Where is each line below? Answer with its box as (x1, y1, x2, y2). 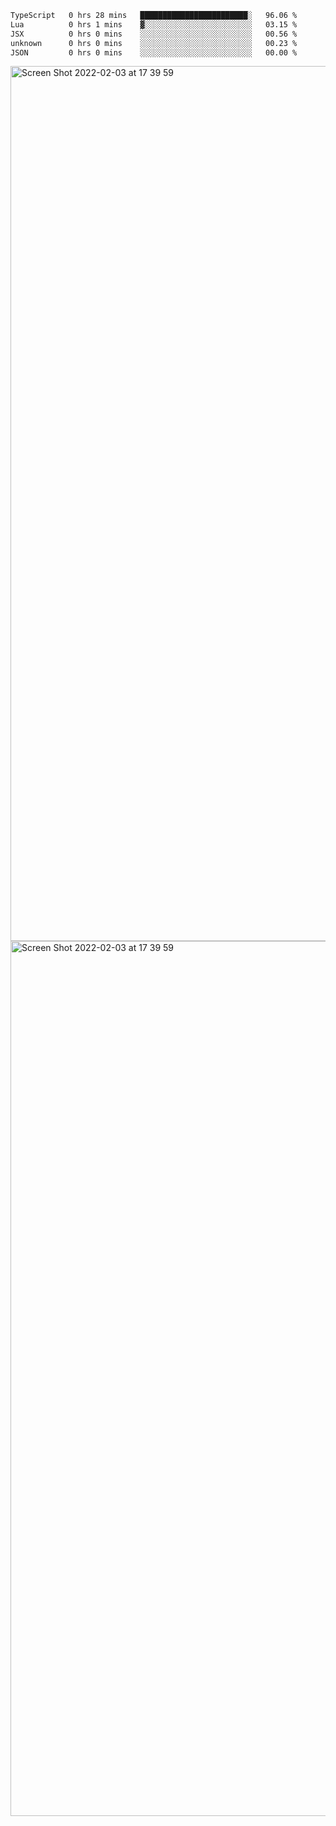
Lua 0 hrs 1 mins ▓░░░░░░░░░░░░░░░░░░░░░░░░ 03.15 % (10, 19, 298, 30)
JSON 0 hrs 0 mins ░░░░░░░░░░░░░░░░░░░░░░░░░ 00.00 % (10, 47, 298, 58)
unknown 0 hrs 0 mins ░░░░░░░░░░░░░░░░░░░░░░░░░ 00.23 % (10, 38, 298, 48)
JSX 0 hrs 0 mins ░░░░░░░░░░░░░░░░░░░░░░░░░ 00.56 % (10, 29, 298, 39)
